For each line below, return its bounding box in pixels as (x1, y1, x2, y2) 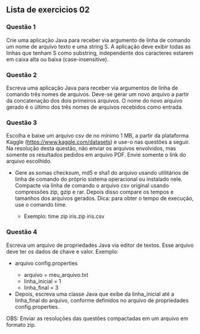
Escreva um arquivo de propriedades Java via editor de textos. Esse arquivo (6, 241, 194, 249)
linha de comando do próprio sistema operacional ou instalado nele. (14, 175, 183, 183)
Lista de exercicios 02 (6, 5, 90, 15)
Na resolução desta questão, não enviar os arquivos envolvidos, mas (6, 145, 177, 152)
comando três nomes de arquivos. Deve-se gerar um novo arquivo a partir (6, 90, 190, 98)
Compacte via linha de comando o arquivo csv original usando (14, 182, 169, 189)
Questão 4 (6, 228, 38, 236)
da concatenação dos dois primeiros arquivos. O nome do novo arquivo (6, 97, 183, 104)
